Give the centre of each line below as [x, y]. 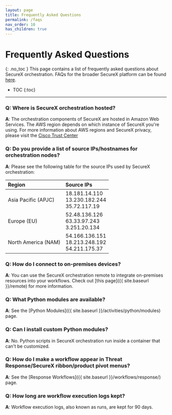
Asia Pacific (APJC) [31, 200]
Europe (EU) [23, 221]
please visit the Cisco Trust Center [42, 136]
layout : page [19, 10]
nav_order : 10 [20, 24]
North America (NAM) [34, 242]
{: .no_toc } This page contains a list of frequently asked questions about [82, 69]
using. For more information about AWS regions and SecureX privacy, [79, 130]
